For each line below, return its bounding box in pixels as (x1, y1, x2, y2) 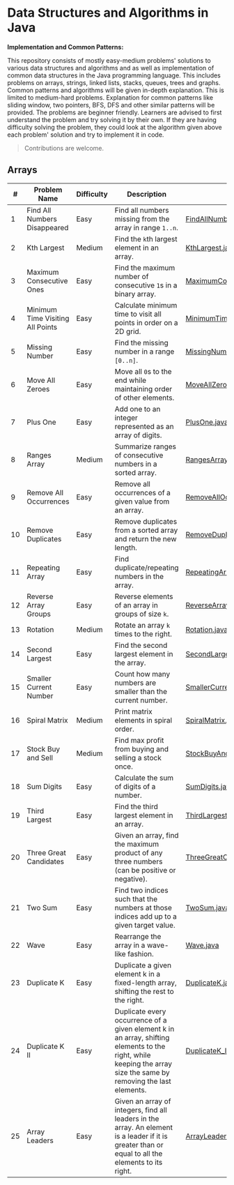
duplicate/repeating (114, 563, 179, 573)
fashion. (127, 949, 155, 958)
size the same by (114, 1067, 171, 1077)
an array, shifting (114, 1032, 170, 1042)
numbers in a (114, 459, 158, 469)
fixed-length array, (114, 978, 178, 988)
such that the (114, 894, 158, 904)
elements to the (114, 1041, 166, 1051)
